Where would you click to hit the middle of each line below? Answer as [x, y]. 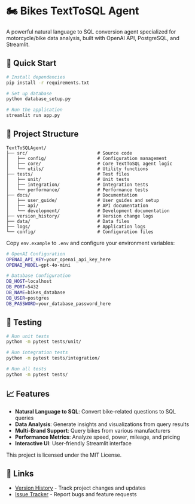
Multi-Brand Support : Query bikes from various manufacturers [92, 430]
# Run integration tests [37, 353]
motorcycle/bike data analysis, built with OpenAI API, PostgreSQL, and [93, 38]
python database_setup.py [38, 99]
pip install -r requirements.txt [48, 83]
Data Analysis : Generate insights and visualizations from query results [102, 424]
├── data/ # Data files [68, 221]
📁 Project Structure [42, 134]
